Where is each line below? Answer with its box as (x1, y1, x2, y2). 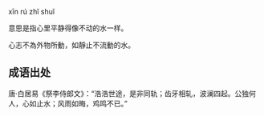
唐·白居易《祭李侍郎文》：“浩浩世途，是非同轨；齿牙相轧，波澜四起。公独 (8, 88, 250, 98)
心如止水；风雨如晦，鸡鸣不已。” (22, 98, 128, 108)
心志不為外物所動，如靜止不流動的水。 (8, 40, 135, 50)
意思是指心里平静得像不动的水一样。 (8, 23, 128, 33)
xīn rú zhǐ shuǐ (8, 7, 55, 16)
